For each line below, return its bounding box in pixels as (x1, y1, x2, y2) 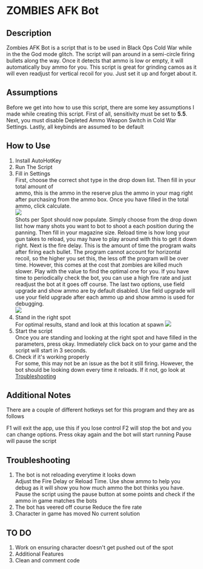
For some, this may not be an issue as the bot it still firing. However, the (15, 360, 194, 367)
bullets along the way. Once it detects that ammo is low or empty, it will (6, 57, 184, 64)
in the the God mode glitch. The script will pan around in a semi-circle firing (6, 51, 195, 58)
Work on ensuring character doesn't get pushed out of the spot (15, 544, 174, 551)
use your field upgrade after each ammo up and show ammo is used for (15, 293, 195, 301)
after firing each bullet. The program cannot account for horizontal (15, 248, 182, 256)
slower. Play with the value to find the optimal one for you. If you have (15, 267, 189, 274)
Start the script (15, 327, 53, 335)
